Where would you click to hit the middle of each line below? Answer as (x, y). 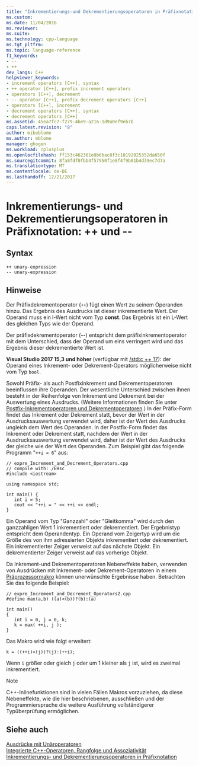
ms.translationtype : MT (36, 166)
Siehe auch (27, 730)
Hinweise (24, 290)
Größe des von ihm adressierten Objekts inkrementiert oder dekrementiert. (97, 540)
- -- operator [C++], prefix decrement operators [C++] (76, 100)
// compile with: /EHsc (36, 468)
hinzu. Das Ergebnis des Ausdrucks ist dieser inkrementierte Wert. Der (92, 311)
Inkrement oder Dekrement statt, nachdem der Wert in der (77, 433)
